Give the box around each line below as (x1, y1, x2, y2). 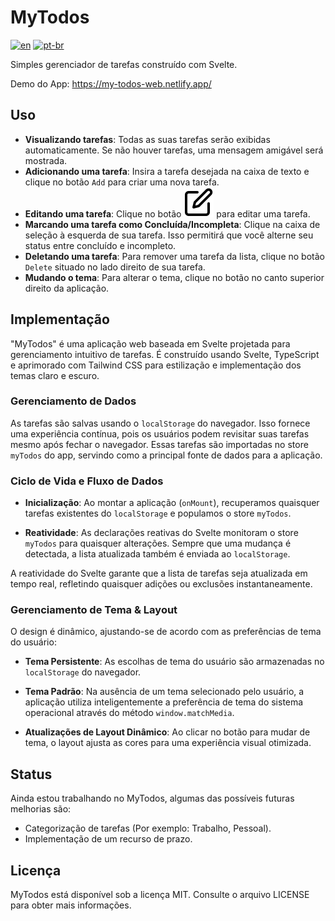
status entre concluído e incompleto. (24, 239, 177, 251)
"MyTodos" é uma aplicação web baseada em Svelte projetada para (10, 337, 291, 350)
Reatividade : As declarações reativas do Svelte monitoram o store (24, 527, 299, 539)
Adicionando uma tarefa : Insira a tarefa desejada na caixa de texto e (24, 165, 310, 177)
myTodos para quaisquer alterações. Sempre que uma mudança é (24, 537, 292, 550)
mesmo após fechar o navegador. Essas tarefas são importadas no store (10, 438, 309, 450)
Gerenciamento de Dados (10, 394, 137, 408)
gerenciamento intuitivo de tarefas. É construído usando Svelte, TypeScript (10, 348, 320, 360)
